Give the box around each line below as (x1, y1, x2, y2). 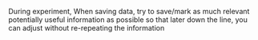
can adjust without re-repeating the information (8, 24, 165, 32)
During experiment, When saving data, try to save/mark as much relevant (8, 7, 250, 16)
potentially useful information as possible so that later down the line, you (8, 15, 248, 24)
